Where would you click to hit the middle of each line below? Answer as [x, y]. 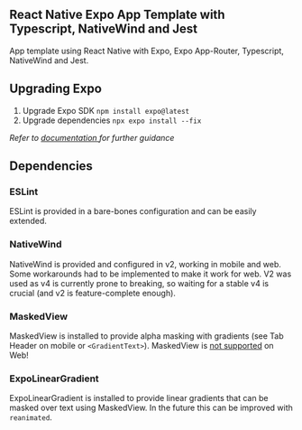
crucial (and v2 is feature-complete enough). [92, 293]
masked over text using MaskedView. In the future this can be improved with [151, 408]
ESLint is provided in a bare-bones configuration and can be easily [133, 211]
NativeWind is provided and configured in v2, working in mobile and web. [146, 264]
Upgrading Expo [55, 89]
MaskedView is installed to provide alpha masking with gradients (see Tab [146, 336]
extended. [28, 221]
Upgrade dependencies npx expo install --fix [112, 120]
